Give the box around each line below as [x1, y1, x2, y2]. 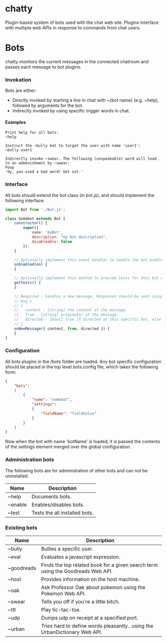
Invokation [5, 76, 31, 83]
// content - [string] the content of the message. [14, 308, 128, 313]
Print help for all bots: [5, 130, 59, 135]
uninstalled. [5, 473, 29, 479]
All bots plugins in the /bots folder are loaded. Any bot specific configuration [5, 359, 162, 365]
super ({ [23, 225, 39, 230]
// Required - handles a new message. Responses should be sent [14, 294, 150, 299]
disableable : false [31, 239, 72, 244]
